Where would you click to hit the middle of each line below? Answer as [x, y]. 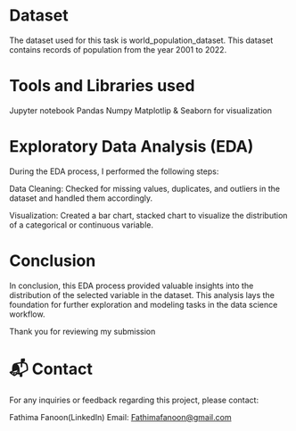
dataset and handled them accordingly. [81, 198]
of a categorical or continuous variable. [82, 225]
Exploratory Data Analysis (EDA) [132, 147]
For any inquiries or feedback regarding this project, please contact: [134, 400]
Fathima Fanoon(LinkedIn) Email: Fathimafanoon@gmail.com [120, 417]
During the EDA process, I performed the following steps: [114, 171]
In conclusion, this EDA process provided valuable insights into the [132, 286]
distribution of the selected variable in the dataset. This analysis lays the [142, 294]
